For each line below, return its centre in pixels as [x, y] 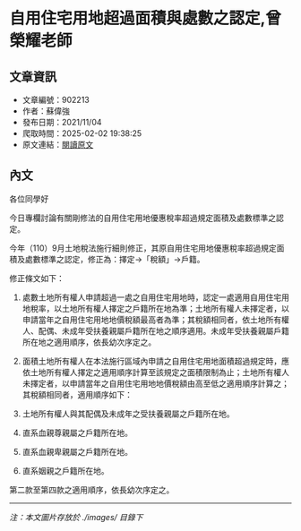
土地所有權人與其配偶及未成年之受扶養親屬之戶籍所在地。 [128, 414]
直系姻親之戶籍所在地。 [65, 470]
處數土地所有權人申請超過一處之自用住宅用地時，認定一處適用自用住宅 [152, 297]
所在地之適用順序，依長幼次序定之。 [89, 342]
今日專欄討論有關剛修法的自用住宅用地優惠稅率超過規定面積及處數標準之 [142, 218]
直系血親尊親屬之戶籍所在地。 [77, 433]
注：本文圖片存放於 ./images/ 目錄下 [76, 517]
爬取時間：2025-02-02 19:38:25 [82, 133]
